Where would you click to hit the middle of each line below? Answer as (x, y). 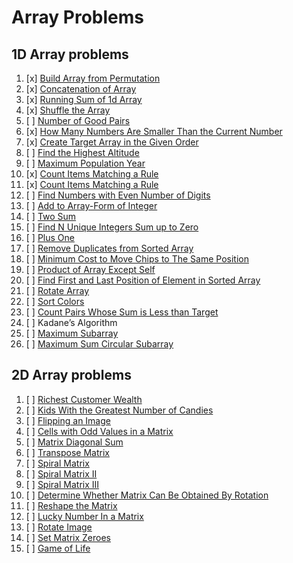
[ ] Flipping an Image (68, 420)
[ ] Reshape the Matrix (71, 505)
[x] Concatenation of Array (81, 89)
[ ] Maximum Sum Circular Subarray (99, 344)
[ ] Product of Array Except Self (90, 269)
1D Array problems (70, 54)
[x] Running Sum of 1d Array (84, 99)
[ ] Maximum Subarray (72, 333)
